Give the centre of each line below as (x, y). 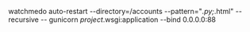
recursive (24, 20)
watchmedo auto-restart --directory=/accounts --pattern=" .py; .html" (121, 11)
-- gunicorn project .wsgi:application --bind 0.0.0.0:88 (129, 20)
